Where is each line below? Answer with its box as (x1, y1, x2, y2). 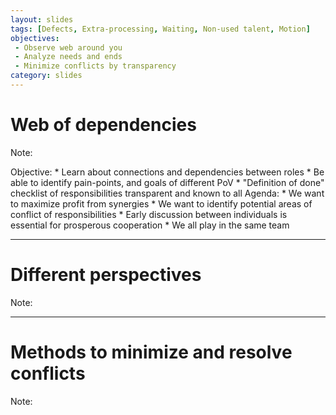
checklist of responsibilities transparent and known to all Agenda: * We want (10, 187, 325, 199)
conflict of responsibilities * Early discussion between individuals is (10, 208, 288, 220)
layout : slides (10, 14, 74, 25)
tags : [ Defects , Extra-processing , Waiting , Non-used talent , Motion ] (10, 24, 311, 34)
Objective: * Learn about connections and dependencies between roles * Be (10, 166, 325, 178)
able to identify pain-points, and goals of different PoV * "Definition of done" (10, 176, 325, 188)
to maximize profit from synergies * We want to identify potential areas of (10, 197, 313, 210)
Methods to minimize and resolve (10, 341, 293, 363)
